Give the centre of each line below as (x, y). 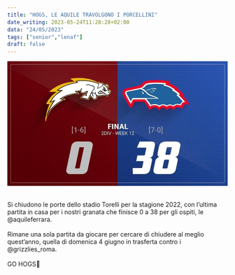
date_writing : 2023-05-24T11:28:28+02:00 (69, 22)
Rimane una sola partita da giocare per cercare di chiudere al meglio (106, 234)
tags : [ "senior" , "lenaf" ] (45, 37)
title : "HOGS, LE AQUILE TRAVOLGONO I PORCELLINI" (83, 15)
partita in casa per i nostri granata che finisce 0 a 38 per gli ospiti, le (106, 212)
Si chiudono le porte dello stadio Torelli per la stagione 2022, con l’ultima (112, 205)
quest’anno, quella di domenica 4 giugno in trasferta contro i (94, 242)
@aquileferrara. (30, 220)
